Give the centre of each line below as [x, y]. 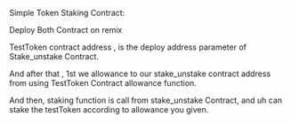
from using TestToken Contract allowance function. [103, 83]
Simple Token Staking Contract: [67, 13]
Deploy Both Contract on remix [66, 30]
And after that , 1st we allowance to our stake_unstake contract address [140, 74]
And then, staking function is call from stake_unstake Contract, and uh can [146, 100]
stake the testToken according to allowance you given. [109, 109]
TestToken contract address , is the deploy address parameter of [128, 47]
